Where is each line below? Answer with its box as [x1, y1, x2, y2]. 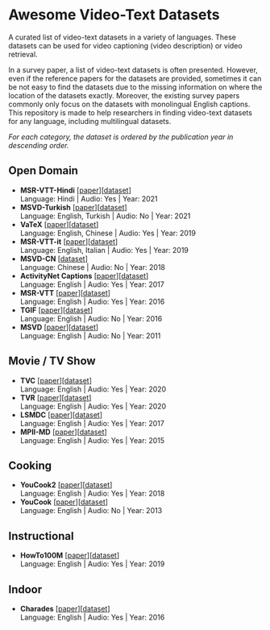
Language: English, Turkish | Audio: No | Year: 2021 [19, 211, 191, 221]
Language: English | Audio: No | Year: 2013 [19, 506, 163, 516]
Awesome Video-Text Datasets [8, 6, 220, 24]
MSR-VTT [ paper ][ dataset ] [19, 288, 111, 297]
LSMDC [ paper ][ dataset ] [19, 409, 103, 420]
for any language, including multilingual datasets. [8, 116, 172, 126]
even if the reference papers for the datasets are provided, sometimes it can [8, 73, 262, 83]
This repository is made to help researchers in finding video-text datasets [8, 107, 252, 118]
